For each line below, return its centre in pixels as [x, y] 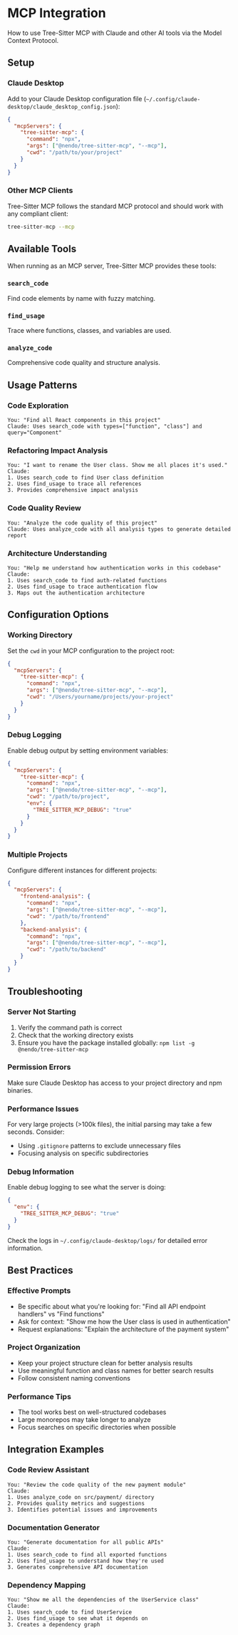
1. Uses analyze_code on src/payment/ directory [81, 1497]
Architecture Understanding [57, 553]
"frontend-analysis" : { [56, 897]
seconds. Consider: [36, 1132]
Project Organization [44, 1347]
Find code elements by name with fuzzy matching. [81, 298]
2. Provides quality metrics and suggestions [76, 1503]
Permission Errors [39, 1067]
